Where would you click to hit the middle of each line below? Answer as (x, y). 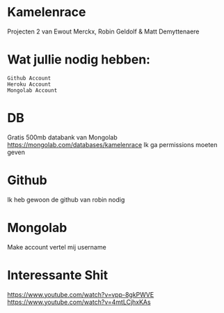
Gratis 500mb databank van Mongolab (63, 137)
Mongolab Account (32, 90)
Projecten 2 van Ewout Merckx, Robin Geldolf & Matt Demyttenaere (103, 31)
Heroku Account (29, 84)
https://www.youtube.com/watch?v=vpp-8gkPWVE (81, 294)
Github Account (29, 78)
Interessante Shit (58, 275)
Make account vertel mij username (57, 247)
